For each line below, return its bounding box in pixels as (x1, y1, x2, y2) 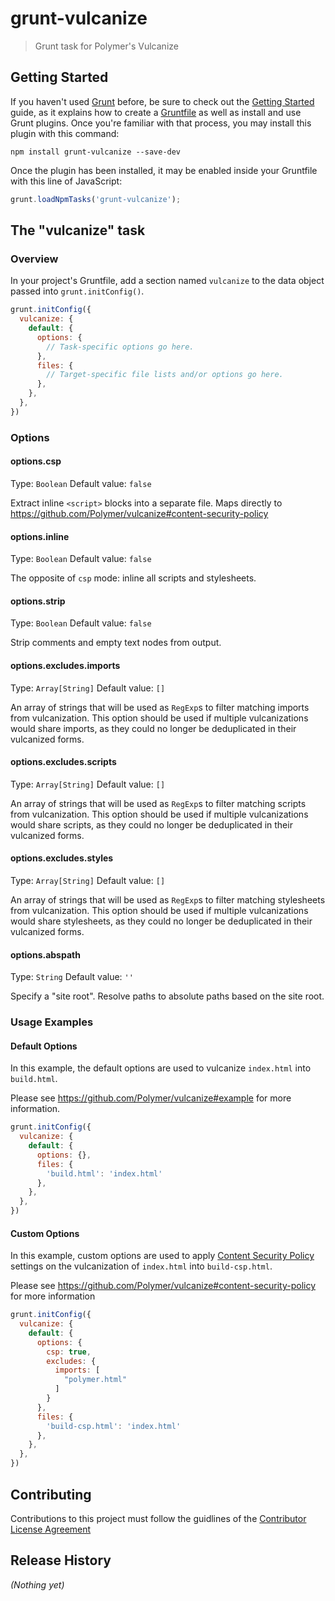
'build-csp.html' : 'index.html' (46, 1421, 182, 1431)
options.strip (10, 595, 66, 607)
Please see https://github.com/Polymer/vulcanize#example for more (10, 1092, 292, 1104)
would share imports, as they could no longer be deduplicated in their (10, 722, 297, 734)
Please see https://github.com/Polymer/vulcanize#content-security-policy (10, 1280, 317, 1292)
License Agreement (10, 1523, 92, 1535)
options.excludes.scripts (10, 756, 117, 768)
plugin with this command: (10, 127, 120, 139)
